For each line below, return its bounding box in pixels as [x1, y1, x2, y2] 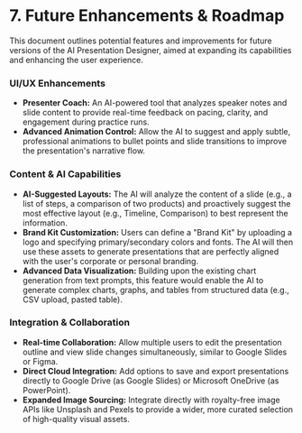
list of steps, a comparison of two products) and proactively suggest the [22, 198, 291, 208]
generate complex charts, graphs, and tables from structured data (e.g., [22, 284, 290, 295]
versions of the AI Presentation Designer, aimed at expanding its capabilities [9, 44, 292, 55]
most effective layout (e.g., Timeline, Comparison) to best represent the [22, 207, 288, 218]
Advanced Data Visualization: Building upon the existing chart [22, 265, 257, 276]
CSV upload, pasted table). [22, 294, 124, 305]
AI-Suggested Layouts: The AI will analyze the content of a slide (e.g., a [22, 189, 292, 199]
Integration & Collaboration [9, 317, 131, 329]
